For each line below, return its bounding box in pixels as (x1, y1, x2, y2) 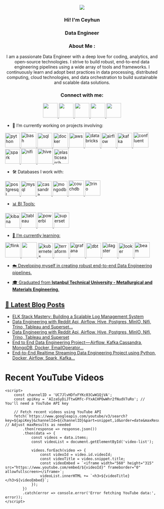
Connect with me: (60, 92, 104, 98)
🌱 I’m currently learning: (12, 233, 61, 238)
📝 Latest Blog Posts (5, 300, 65, 309)
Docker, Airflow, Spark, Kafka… (12, 355, 75, 361)
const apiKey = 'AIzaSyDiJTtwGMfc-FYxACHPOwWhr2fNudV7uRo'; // (14, 397, 145, 402)
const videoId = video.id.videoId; (40, 452, 112, 457)
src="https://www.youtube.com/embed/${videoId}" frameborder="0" (5, 465, 141, 470)
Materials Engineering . (12, 287, 60, 293)
